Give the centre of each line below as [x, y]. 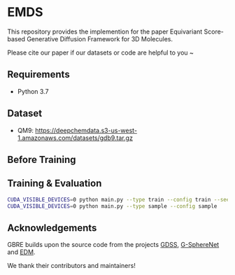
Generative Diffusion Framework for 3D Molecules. [100, 38]
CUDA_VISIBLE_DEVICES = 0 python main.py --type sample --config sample [112, 206]
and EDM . [21, 252]
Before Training [42, 159]
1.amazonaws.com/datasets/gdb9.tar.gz [75, 138]
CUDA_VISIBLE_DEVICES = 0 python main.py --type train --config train [109, 199]
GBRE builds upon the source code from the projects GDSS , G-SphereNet [113, 245]
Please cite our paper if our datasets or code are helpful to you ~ [101, 52]
